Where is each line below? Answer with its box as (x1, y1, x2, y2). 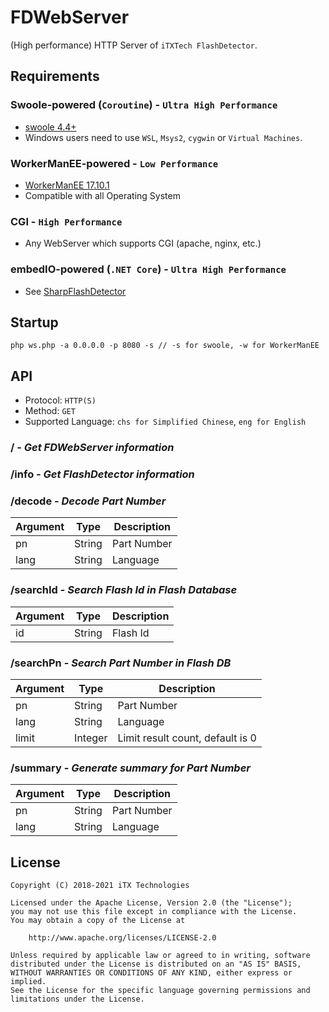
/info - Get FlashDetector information (10, 467, 195, 481)
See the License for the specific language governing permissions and (10, 985, 311, 995)
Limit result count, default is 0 (117, 731, 257, 745)
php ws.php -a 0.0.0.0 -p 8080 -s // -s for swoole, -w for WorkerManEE (10, 341, 320, 351)
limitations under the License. (10, 994, 145, 1004)
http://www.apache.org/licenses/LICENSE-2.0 (28, 932, 217, 943)
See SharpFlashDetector (24, 285, 127, 297)
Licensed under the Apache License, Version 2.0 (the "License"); (10, 897, 293, 908)
